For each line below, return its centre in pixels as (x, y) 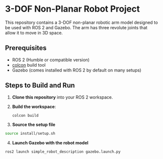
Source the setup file (34, 124)
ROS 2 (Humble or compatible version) (51, 60)
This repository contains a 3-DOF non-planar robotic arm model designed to (81, 22)
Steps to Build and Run (40, 85)
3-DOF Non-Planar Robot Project (72, 9)
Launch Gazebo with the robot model (50, 143)
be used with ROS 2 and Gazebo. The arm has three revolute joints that (76, 27)
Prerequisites (26, 48)
